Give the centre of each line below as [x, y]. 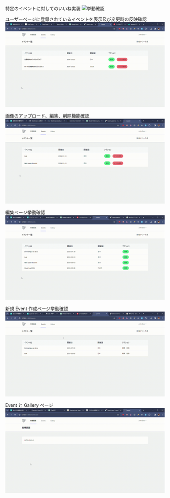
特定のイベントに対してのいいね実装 [43, 8]
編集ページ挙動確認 [25, 212]
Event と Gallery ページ [29, 405]
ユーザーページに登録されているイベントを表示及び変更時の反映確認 [76, 19]
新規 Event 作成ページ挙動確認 [37, 309]
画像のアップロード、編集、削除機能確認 [47, 116]
